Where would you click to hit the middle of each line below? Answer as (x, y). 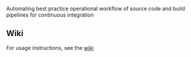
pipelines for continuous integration (50, 15)
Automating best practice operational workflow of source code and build (96, 9)
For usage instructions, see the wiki (50, 47)
